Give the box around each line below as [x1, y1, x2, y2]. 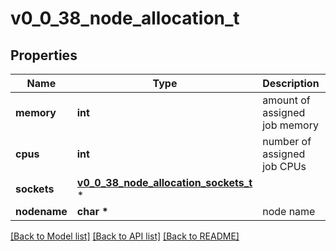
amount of [262, 93, 311, 107]
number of [262, 135, 312, 148]
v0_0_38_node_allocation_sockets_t [76, 176, 253, 189]
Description [262, 77, 320, 90]
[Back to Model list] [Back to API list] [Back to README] [10, 230, 240, 242]
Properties [10, 47, 78, 64]
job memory [262, 118, 319, 132]
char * [76, 205, 109, 218]
